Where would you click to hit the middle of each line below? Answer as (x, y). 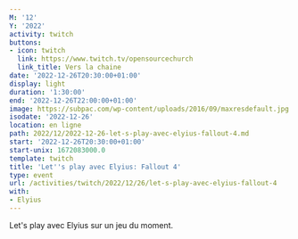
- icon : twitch (37, 51)
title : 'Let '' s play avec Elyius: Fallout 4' (95, 167)
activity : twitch (41, 34)
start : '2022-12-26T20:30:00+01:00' (77, 142)
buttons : (25, 42)
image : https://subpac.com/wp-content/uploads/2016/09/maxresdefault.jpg (149, 109)
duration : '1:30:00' (48, 92)
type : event (31, 175)
